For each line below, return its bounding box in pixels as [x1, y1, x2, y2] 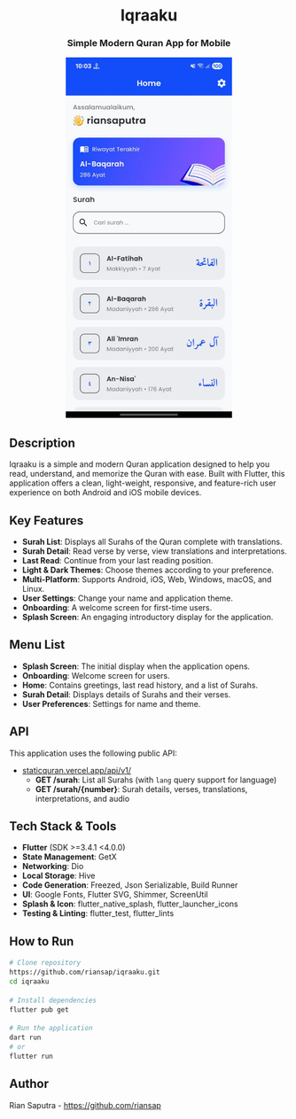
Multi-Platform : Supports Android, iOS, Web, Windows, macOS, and [21, 573, 272, 585]
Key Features [9, 513, 84, 528]
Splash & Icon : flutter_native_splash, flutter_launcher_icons [21, 898, 238, 909]
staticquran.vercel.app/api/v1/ [21, 765, 131, 775]
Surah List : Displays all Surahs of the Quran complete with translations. [21, 536, 283, 547]
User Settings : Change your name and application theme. [21, 593, 233, 603]
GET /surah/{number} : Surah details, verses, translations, [35, 783, 248, 794]
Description [9, 435, 75, 450]
